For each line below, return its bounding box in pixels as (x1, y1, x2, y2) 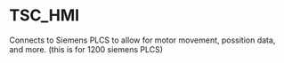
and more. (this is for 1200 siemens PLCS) (9, 43, 163, 54)
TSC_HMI (9, 5, 80, 26)
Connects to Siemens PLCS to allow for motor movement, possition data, (9, 35, 276, 45)
